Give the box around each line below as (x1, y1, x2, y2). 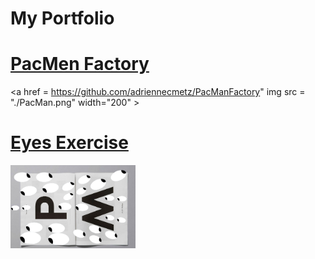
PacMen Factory (10, 53, 150, 76)
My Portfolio (10, 7, 115, 30)
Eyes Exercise (10, 132, 129, 154)
